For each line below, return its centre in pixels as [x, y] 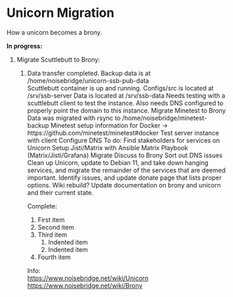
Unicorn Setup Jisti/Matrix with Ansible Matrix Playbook [107, 147]
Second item [56, 227]
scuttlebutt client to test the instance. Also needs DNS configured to [125, 103]
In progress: [24, 46]
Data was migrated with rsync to [74, 118]
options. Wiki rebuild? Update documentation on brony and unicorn [124, 185]
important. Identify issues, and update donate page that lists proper [124, 178]
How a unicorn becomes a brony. [54, 32]
